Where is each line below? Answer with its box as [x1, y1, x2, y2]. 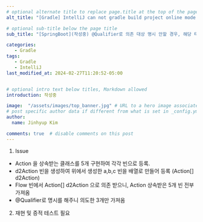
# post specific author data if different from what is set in [6, 108, 169, 115]
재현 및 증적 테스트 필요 [14, 209, 71, 217]
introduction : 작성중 [6, 92, 57, 98]
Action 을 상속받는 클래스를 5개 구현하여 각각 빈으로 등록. [14, 160, 150, 167]
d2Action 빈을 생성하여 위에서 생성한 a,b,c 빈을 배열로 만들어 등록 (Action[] [14, 167, 195, 174]
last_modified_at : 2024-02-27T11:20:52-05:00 [6, 70, 123, 76]
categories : [6, 42, 36, 48]
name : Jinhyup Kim [11, 120, 59, 126]
